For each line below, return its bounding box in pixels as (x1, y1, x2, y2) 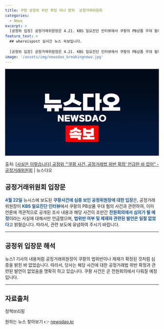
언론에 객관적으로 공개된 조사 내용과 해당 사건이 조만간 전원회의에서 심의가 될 (5, 209, 151, 215)
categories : (5, 13, 29, 18)
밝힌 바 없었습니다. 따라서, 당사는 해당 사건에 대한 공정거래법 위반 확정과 (14, 262, 151, 268)
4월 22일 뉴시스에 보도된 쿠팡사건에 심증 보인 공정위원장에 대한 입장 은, (5, 197, 139, 203)
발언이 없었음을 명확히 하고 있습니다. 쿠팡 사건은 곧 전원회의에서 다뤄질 (14, 268, 148, 274)
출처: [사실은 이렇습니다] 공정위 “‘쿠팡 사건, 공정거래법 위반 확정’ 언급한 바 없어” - (5, 161, 159, 167)
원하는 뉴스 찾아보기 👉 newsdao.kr (5, 319, 74, 325)
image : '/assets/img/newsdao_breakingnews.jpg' (5, 54, 104, 59)
